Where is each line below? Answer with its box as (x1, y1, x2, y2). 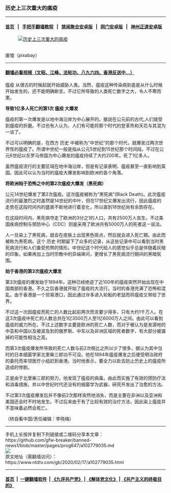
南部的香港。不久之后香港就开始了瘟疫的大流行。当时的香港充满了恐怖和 (9, 285, 161, 291)
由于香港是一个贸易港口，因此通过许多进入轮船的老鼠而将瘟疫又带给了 (14, 292, 161, 298)
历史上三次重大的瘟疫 (5, 4, 58, 11)
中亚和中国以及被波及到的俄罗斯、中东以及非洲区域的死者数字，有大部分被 (5, 328, 161, 334)
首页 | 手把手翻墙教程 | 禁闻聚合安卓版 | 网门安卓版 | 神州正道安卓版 (5, 23, 162, 30)
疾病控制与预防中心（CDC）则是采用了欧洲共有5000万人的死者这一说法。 (9, 221, 164, 227)
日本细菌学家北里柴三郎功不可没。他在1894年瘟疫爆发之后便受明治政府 (14, 351, 163, 357)
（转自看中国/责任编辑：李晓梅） (5, 416, 74, 422)
